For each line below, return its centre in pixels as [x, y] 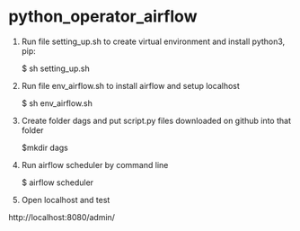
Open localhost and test [66, 200]
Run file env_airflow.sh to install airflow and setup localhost [130, 85]
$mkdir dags [44, 147]
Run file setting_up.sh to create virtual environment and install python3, [153, 41]
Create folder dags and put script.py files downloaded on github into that [156, 120]
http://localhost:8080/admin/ [62, 217]
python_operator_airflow [103, 17]
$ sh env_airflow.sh [57, 103]
